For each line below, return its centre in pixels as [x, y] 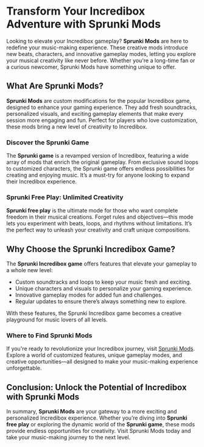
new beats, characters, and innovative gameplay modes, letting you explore [101, 54]
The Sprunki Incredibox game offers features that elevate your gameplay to [101, 264]
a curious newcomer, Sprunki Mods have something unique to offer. [91, 67]
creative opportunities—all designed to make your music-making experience [102, 362]
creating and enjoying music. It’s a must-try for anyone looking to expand [98, 175]
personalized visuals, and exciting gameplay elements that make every [95, 113]
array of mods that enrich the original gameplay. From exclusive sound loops [102, 162]
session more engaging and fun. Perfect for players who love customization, [102, 120]
